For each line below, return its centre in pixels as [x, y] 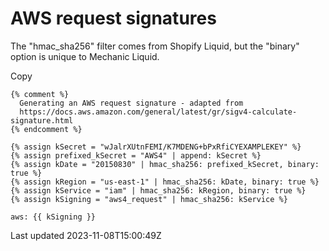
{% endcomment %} [46, 129]
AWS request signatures [113, 18]
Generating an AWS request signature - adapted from [131, 103]
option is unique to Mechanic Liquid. [85, 56]
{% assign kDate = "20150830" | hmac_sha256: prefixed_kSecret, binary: [165, 164]
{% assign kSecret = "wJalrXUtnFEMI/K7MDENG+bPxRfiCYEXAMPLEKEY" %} [156, 147]
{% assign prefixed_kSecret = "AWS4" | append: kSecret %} [136, 155]
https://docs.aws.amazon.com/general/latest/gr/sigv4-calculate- [158, 112]
